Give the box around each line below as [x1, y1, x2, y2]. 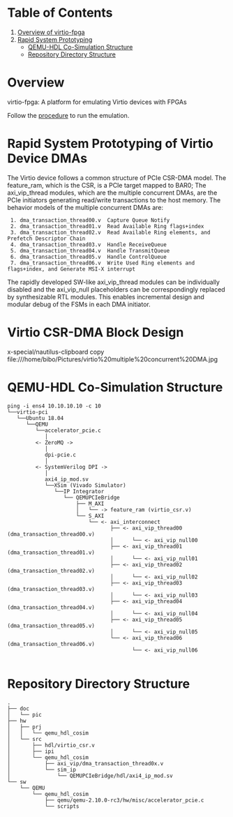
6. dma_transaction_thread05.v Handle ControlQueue [10, 253, 167, 260]
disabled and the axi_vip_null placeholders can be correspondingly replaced [7, 285, 225, 294]
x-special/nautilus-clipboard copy [7, 347, 105, 356]
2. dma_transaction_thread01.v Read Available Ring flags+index [10, 223, 204, 230]
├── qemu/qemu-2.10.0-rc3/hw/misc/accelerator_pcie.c [44, 797, 204, 804]
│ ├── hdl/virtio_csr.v [7, 742, 96, 749]
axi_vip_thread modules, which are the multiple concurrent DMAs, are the [7, 188, 218, 197]
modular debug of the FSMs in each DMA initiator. [7, 300, 151, 308]
